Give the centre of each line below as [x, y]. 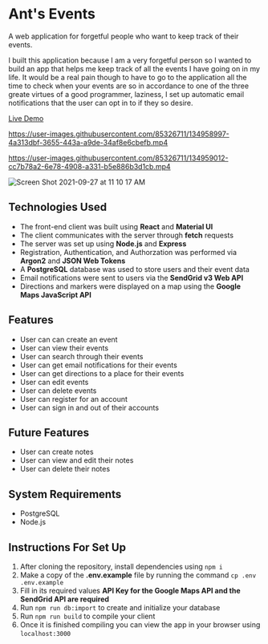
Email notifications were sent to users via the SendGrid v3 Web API [132, 277]
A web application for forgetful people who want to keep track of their [124, 36]
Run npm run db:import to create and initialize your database [120, 608]
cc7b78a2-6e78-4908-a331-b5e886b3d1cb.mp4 [89, 166]
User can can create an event [69, 339]
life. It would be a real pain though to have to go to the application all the [128, 77]
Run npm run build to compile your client [87, 616]
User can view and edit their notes [77, 460]
